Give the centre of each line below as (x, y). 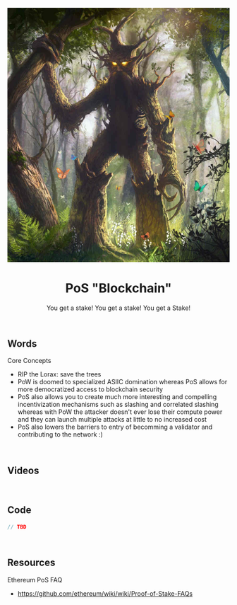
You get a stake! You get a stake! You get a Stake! (119, 308)
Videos (23, 470)
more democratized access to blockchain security (90, 389)
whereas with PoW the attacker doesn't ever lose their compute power (120, 412)
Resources (31, 563)
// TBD (17, 527)
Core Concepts (29, 361)
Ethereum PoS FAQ (35, 580)
